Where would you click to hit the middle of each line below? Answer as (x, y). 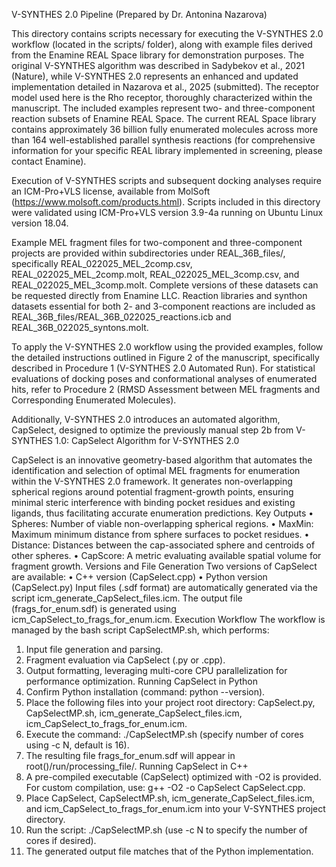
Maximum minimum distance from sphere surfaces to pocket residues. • (160, 534)
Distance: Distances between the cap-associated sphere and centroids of (163, 545)
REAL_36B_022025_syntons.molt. (80, 327)
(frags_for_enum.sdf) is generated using (94, 608)
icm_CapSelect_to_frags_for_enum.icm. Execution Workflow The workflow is (168, 619)
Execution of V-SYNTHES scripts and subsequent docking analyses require (166, 180)
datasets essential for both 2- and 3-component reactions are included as (163, 306)
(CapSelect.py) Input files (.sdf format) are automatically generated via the (164, 587)
